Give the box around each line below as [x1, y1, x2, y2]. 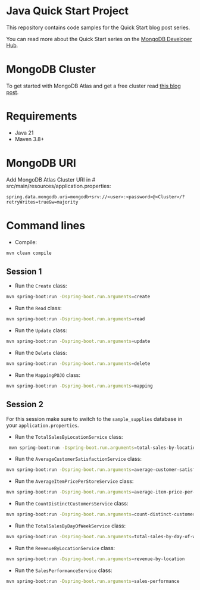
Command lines [6, 218, 85, 232]
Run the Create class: [14, 282, 67, 289]
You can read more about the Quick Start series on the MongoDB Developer [6, 35, 192, 42]
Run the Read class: [14, 305, 62, 312]
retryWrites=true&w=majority [6, 199, 79, 205]
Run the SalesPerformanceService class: [14, 567, 112, 574]
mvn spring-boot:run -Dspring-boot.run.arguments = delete [6, 361, 151, 367]
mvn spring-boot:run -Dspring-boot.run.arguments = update [6, 338, 151, 345]
